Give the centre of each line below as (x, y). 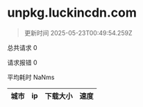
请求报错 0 (22, 62)
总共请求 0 (22, 47)
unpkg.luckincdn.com (72, 13)
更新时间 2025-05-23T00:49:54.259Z (78, 33)
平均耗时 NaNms (31, 77)
